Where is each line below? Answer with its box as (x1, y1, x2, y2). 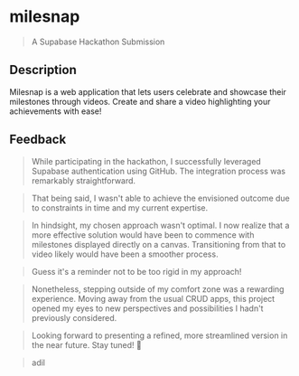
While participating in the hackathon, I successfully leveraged (31, 155, 262, 166)
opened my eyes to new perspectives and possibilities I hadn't (31, 303, 264, 314)
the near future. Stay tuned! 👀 (31, 339, 142, 350)
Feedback (9, 132, 67, 147)
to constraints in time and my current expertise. (31, 202, 209, 213)
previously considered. (31, 312, 117, 323)
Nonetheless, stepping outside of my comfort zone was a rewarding (31, 283, 285, 295)
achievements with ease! (9, 106, 102, 117)
